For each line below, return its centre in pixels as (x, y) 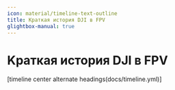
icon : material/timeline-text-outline (62, 13)
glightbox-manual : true (41, 26)
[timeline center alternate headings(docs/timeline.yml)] (84, 79)
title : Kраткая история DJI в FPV (56, 20)
